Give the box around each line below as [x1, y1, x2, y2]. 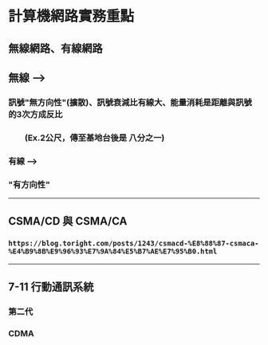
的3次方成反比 [8, 108, 63, 120]
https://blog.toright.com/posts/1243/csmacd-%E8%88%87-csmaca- [8, 239, 259, 248]
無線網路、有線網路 [8, 41, 103, 55]
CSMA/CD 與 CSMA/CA [8, 214, 128, 228]
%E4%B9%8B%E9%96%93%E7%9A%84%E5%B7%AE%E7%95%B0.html [8, 247, 218, 256]
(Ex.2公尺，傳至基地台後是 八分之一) [24, 132, 165, 143]
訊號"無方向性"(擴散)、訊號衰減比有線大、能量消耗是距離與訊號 [8, 96, 253, 108]
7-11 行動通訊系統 [8, 280, 94, 294]
